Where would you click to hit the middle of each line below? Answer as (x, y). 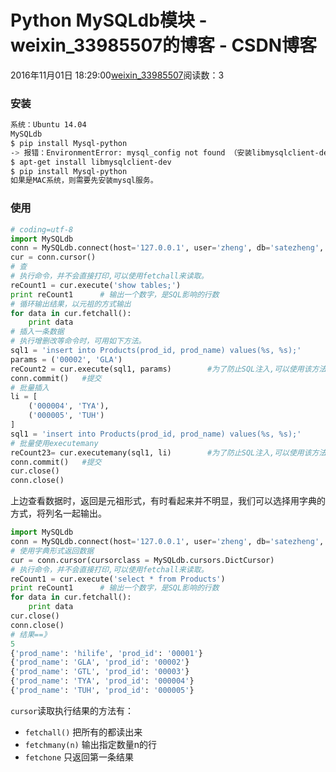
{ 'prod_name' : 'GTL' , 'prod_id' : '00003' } (100, 672)
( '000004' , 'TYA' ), (69, 406)
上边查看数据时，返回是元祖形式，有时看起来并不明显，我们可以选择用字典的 (168, 501)
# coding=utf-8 (42, 229)
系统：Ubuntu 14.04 (48, 125)
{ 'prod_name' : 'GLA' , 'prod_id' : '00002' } (100, 662)
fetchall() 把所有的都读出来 (83, 732)
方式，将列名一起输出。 (58, 513)
